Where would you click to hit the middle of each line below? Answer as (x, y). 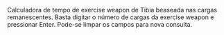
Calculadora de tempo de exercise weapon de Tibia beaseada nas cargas (112, 10)
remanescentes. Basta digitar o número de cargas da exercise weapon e (111, 17)
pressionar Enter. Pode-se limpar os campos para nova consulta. (100, 24)
